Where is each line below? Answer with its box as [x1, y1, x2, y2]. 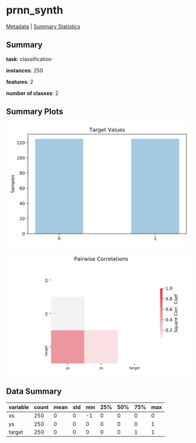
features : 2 [6, 78, 33, 85]
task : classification [6, 55, 52, 62]
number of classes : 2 [6, 89, 59, 97]
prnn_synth [6, 4, 63, 17]
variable [8, 404, 29, 411]
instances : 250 [6, 67, 43, 74]
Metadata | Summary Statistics [6, 23, 80, 30]
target [8, 428, 23, 435]
